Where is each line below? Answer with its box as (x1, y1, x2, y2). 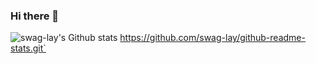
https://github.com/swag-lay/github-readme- (119, 32, 306, 44)
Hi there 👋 (10, 9, 60, 23)
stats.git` (10, 42, 47, 54)
